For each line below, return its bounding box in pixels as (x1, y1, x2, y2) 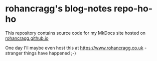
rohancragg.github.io (5, 35, 49, 41)
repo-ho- (113, 3, 153, 14)
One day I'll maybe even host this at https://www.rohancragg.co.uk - (5, 45, 147, 51)
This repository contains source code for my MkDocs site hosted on (5, 30, 146, 36)
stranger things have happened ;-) (5, 50, 76, 56)
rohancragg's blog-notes (5, 3, 112, 14)
